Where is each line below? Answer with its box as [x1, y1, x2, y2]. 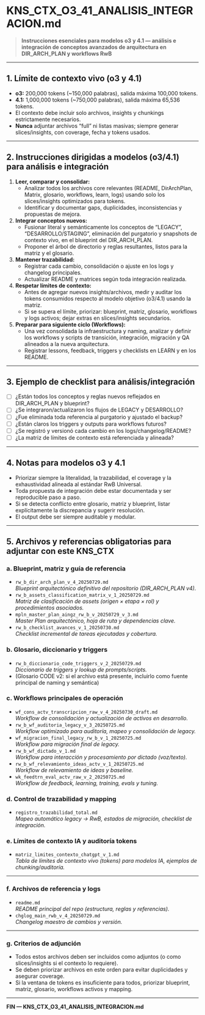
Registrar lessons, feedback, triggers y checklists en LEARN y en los [24, 347, 196, 354]
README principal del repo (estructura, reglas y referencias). [15, 905, 170, 912]
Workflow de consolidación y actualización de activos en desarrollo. [15, 714, 188, 722]
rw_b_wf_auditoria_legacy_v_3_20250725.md [15, 722, 125, 728]
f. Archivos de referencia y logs [6, 885, 101, 893]
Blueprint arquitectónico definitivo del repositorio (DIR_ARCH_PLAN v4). [15, 585, 196, 592]
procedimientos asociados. [15, 604, 84, 611]
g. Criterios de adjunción [6, 939, 81, 948]
